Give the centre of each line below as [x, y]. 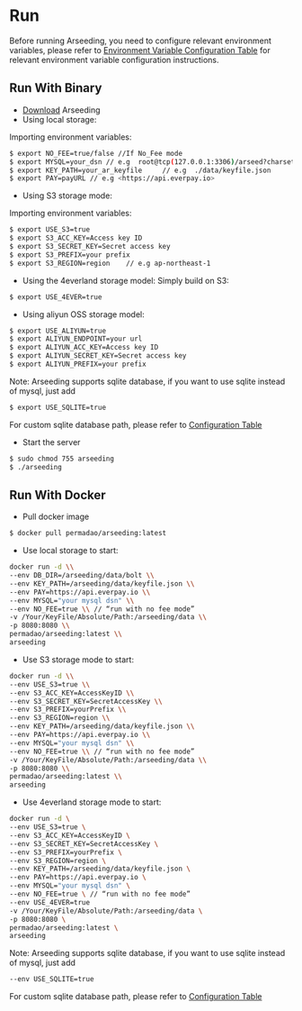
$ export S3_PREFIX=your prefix [70, 255]
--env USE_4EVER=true [50, 902]
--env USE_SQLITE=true [52, 979]
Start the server [51, 442]
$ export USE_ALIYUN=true [58, 331]
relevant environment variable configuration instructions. [114, 59]
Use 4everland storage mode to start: [92, 802]
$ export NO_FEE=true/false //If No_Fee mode [96, 153]
